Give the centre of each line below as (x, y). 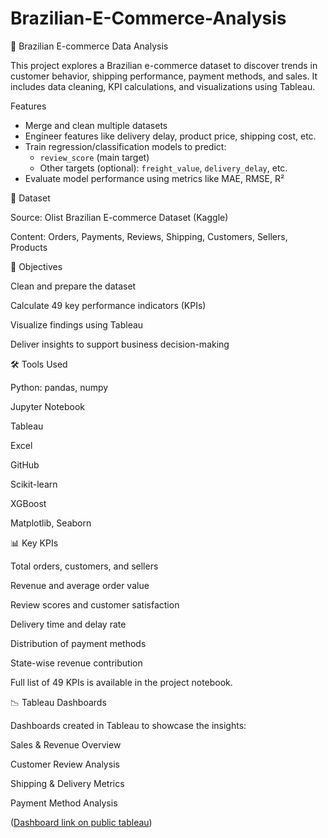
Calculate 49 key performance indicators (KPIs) (108, 305)
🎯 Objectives (36, 266)
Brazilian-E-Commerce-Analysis (148, 18)
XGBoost (28, 503)
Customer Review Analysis (65, 764)
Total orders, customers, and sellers (84, 566)
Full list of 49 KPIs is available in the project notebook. (121, 682)
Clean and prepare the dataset (73, 286)
